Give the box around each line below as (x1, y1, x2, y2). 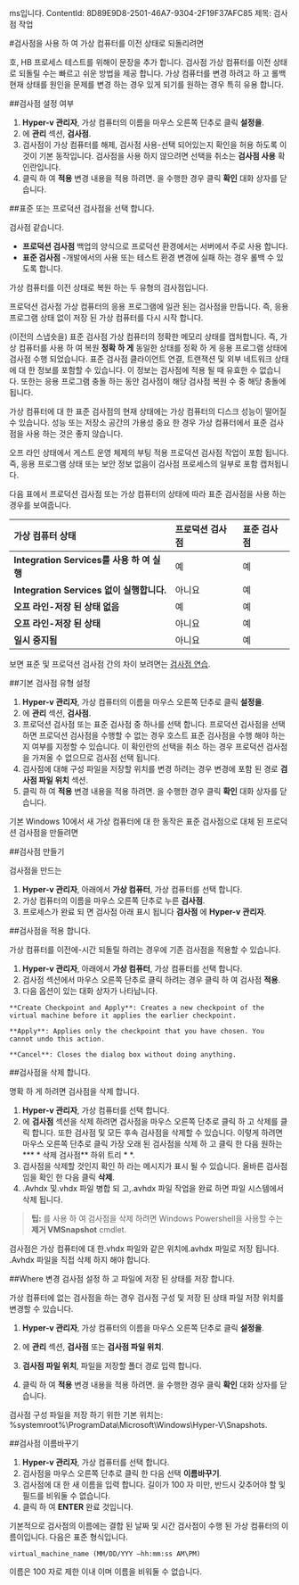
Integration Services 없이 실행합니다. (13, 584, 167, 596)
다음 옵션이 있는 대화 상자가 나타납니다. (21, 985, 158, 996)
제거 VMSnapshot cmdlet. (30, 1224, 127, 1234)
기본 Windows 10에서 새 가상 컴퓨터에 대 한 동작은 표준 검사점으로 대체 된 (9, 816, 264, 826)
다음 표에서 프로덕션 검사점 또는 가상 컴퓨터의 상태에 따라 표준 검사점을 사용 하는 (9, 489, 287, 499)
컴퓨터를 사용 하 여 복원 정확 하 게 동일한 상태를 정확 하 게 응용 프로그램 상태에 (18, 343, 287, 353)
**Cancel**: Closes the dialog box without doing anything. (9, 1050, 238, 1059)
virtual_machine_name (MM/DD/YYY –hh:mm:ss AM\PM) (9, 1549, 201, 1558)
